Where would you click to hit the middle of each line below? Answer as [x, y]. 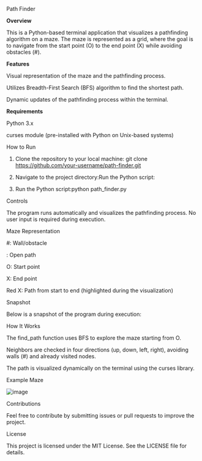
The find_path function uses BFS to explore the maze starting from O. [94, 338]
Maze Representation [33, 231]
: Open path [21, 255]
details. [16, 452]
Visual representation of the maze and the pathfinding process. [86, 76]
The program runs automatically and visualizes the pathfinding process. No [101, 213]
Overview [19, 21]
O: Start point [23, 267]
